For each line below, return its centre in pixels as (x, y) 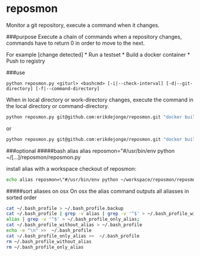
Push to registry (26, 61)
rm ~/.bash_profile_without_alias (49, 241)
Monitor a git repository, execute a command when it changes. (83, 25)
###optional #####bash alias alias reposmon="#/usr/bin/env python (90, 150)
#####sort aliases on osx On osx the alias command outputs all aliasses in (98, 191)
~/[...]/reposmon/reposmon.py (43, 157)
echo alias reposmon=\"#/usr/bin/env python (62, 180)
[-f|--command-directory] (68, 88)
